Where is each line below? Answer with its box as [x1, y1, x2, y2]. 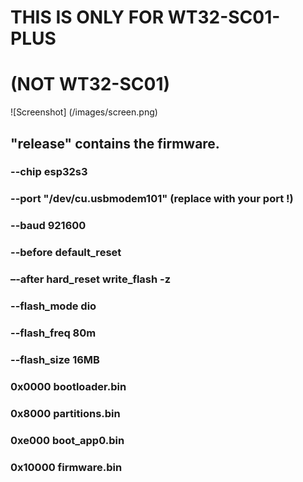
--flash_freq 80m [10, 326, 97, 340]
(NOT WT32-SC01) [10, 73, 171, 96]
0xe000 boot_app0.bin [10, 433, 125, 447]
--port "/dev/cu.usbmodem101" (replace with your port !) [10, 192, 294, 206]
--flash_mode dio [10, 299, 97, 313]
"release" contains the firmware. [10, 135, 220, 152]
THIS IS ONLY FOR [10, 6, 165, 29]
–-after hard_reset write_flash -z [10, 272, 172, 286]
